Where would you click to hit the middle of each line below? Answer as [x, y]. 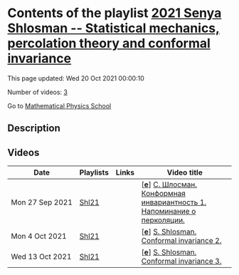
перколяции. [163, 220]
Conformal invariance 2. [181, 241]
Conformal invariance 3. [181, 261]
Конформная [164, 194]
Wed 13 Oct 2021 [41, 256]
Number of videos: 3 [37, 92]
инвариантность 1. [174, 202]
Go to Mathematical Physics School [59, 105]
